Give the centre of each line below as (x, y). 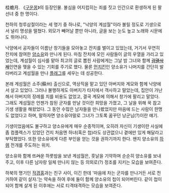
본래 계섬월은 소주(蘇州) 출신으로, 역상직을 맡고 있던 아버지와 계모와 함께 (76, 84)
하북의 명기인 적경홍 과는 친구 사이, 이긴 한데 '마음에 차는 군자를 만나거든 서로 (80, 173)
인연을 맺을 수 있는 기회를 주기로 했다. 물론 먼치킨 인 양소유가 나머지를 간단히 (84, 67)
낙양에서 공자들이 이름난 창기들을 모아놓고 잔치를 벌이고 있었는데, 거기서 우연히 (83, 48)
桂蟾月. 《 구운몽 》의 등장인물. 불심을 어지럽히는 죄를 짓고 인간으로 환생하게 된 (81, 7)
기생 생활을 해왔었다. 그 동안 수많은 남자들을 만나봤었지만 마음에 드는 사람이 (79, 109)
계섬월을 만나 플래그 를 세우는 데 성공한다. (63, 73)
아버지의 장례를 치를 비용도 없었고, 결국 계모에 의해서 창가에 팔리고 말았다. (87, 96)
